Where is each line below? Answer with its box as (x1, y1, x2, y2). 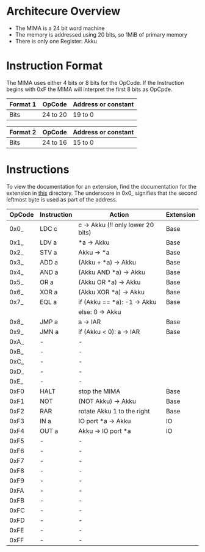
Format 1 (9, 100, 37, 108)
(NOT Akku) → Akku (78, 397, 136, 405)
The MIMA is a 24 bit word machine (15, 24, 105, 32)
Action (109, 210, 129, 219)
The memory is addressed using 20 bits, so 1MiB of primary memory (15, 31, 188, 38)
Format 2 (9, 128, 37, 136)
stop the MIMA (78, 387, 121, 395)
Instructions (6, 163, 70, 176)
